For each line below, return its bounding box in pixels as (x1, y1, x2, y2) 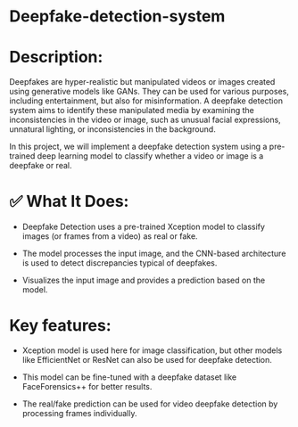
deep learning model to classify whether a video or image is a (37, 151, 264, 161)
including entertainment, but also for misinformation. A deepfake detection (9, 95, 284, 106)
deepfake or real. (9, 160, 72, 171)
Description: (9, 47, 103, 68)
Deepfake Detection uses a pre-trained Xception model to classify (21, 221, 266, 233)
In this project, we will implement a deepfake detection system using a (9, 141, 268, 152)
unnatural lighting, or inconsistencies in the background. (9, 124, 216, 135)
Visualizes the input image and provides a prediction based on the (21, 275, 266, 286)
